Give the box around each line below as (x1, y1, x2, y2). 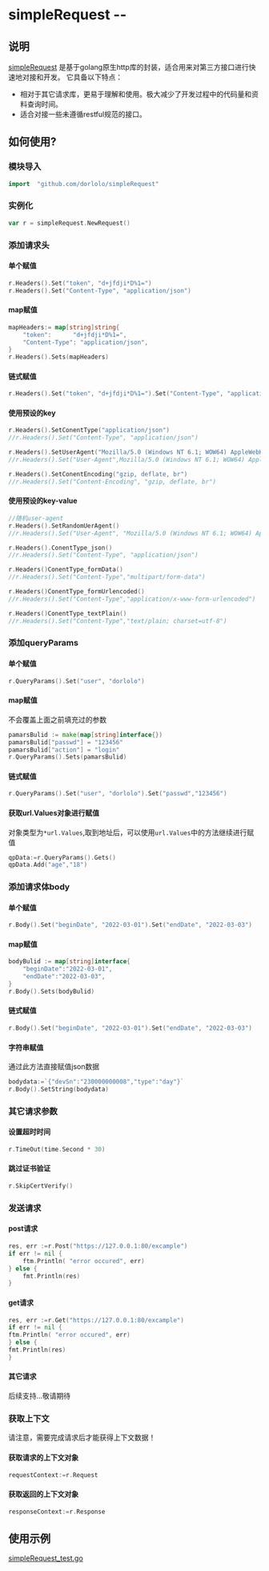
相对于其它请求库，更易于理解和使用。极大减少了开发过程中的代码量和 (19, 90, 252, 99)
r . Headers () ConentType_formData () (8, 565, 124, 574)
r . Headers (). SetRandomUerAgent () (8, 521, 120, 530)
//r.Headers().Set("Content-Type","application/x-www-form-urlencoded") (8, 595, 256, 603)
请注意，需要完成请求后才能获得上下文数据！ (8, 1433, 156, 1443)
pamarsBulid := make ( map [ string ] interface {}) (8, 731, 163, 739)
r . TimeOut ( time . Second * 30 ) (8, 1145, 106, 1154)
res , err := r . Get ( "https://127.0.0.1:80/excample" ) (8, 1316, 184, 1324)
